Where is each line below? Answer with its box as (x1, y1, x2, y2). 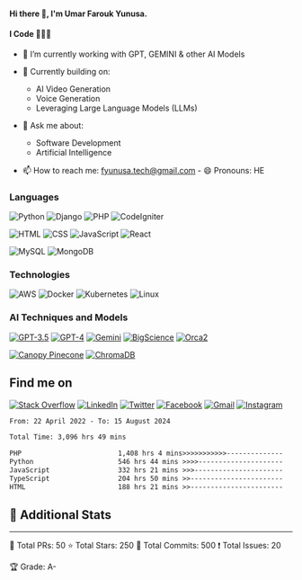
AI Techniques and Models (9, 311, 129, 324)
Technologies (9, 269, 70, 281)
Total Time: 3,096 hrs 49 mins (9, 433, 127, 442)
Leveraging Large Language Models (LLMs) (35, 103, 198, 113)
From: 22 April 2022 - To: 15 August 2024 (9, 416, 171, 425)
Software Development (35, 137, 121, 148)
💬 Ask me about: (22, 120, 84, 130)
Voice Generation (35, 93, 101, 103)
